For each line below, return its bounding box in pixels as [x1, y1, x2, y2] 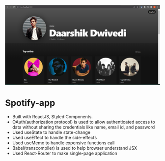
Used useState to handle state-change [12, 129, 91, 135]
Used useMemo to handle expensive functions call [12, 140, 115, 146]
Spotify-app [5, 97, 55, 109]
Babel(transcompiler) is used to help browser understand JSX [12, 145, 137, 151]
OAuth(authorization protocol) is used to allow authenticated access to [12, 119, 156, 125]
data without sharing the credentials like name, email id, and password [12, 124, 155, 130]
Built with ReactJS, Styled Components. [12, 113, 93, 120]
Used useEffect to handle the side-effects [12, 134, 97, 140]
